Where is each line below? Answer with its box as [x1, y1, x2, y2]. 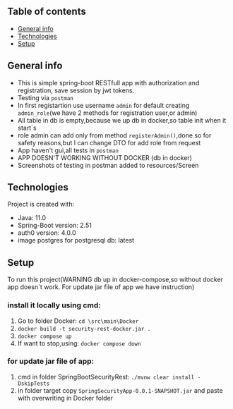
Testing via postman [17, 93, 74, 102]
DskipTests [17, 380, 50, 387]
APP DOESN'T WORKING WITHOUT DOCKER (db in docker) [17, 153, 193, 161]
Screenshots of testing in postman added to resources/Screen [17, 161, 199, 169]
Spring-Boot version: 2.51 [17, 221, 92, 230]
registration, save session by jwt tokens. [17, 86, 135, 94]
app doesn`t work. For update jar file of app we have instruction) [7, 283, 195, 291]
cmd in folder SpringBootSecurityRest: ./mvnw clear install [17, 372, 195, 381]
